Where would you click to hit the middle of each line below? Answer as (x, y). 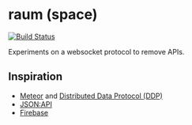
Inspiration (36, 77)
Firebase (34, 112)
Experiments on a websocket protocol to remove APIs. (96, 51)
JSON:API (36, 104)
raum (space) (53, 15)
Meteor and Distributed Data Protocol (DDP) (91, 96)
